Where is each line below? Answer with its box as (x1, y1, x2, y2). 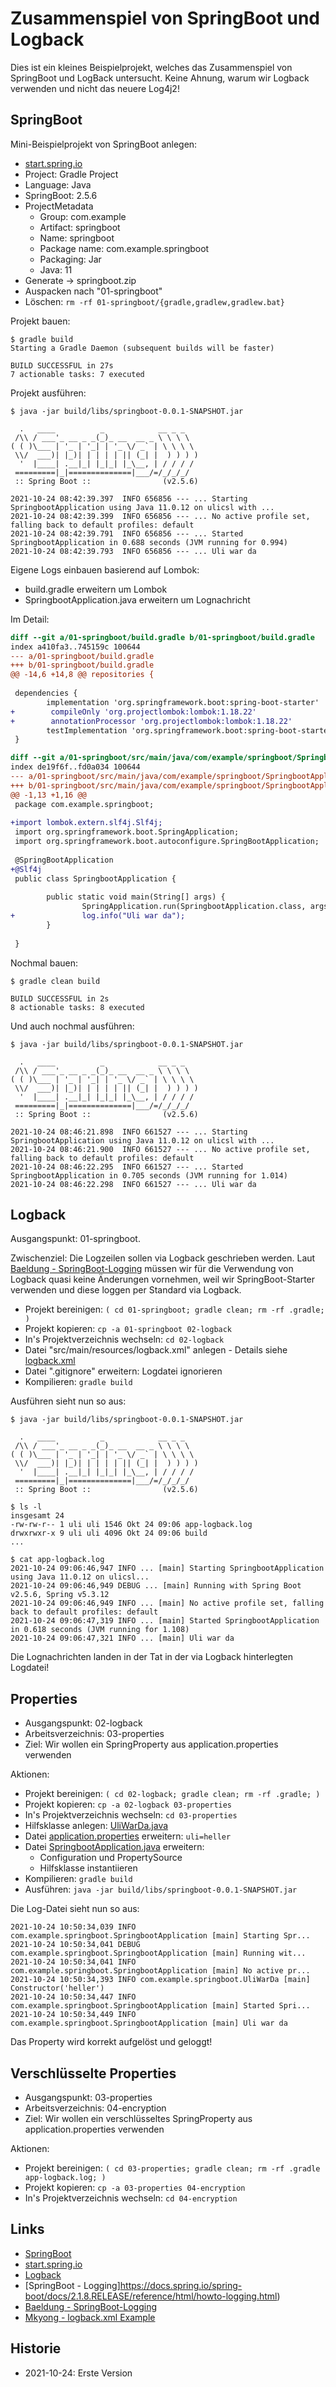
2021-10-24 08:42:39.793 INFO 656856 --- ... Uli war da (10, 546, 257, 556)
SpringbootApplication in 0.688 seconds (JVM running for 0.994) (10, 537, 288, 547)
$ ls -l (10, 1502, 43, 1512)
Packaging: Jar (39, 253, 102, 265)
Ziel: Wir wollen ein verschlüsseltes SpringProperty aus (24, 2113, 253, 2125)
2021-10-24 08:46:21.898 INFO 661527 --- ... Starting (10, 1127, 248, 1137)
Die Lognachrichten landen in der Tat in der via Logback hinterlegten (10, 1651, 293, 1663)
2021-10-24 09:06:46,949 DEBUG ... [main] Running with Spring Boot (10, 1581, 302, 1591)
